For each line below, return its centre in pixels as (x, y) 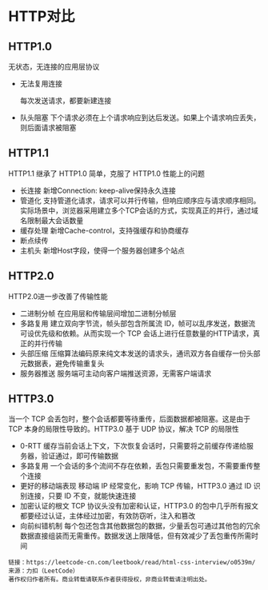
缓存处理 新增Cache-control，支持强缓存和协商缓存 (104, 230)
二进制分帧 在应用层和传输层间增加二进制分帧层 (98, 313)
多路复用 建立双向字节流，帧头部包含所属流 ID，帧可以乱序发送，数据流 (138, 323)
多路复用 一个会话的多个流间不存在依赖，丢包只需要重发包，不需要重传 (136, 466)
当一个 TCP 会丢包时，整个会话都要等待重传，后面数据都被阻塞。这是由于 (129, 419)
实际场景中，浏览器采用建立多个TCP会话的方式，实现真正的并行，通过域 (139, 210)
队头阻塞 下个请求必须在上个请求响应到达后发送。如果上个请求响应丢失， (140, 118)
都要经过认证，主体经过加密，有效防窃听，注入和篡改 (108, 516)
